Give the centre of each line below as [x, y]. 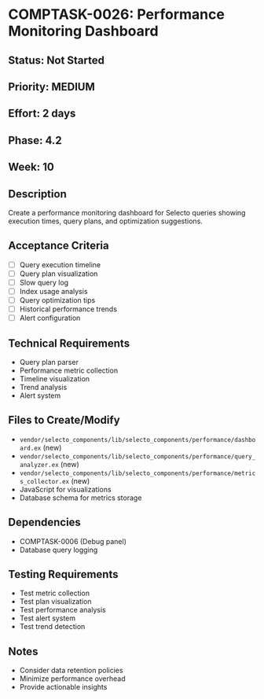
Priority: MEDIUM [52, 87]
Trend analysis [43, 388]
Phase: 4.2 [35, 140]
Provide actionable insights [63, 687]
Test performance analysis [62, 610]
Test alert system [48, 618]
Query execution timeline [60, 264]
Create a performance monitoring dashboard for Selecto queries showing [127, 212]
